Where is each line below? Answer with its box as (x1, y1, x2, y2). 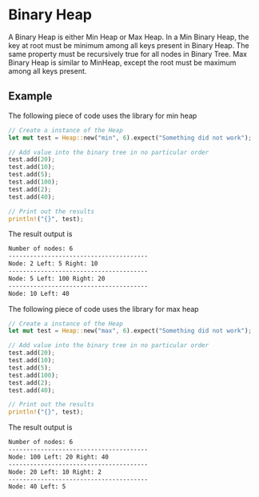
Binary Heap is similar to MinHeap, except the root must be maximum (8, 58, 237, 67)
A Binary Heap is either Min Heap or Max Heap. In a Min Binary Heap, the (8, 32, 249, 42)
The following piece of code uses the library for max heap (8, 304, 199, 313)
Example (8, 90, 53, 103)
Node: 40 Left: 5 (8, 483, 66, 491)
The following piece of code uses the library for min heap (8, 111, 197, 120)
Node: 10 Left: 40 (8, 289, 70, 297)
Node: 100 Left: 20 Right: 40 (8, 453, 110, 461)
